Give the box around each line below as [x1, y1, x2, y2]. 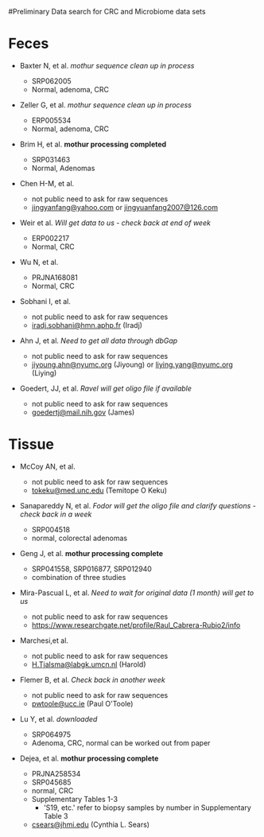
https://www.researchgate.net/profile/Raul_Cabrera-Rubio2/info [31, 620, 241, 629]
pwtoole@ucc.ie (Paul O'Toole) [31, 699, 134, 708]
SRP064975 [31, 730, 72, 739]
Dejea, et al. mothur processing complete [19, 753, 159, 763]
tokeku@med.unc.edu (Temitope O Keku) [31, 485, 168, 495]
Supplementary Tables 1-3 [31, 794, 118, 804]
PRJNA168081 [31, 272, 78, 282]
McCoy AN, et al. [19, 461, 76, 471]
